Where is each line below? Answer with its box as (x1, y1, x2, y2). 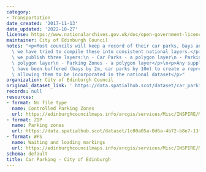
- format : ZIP (6, 116, 43, 123)
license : (6, 32, 29, 38)
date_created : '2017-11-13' (6, 20, 78, 26)
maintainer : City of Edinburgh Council (6, 37, 109, 43)
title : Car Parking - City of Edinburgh (6, 156, 112, 162)
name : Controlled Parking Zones (12, 105, 95, 112)
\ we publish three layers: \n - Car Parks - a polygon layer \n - (12, 54, 183, 60)
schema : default (6, 151, 48, 157)
